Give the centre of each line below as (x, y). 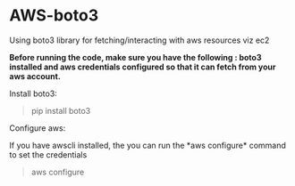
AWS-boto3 (54, 16)
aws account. (35, 76)
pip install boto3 (61, 110)
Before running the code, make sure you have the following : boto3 (135, 57)
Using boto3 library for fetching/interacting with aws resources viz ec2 (139, 40)
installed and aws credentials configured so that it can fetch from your (143, 67)
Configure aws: (38, 128)
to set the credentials (48, 154)
